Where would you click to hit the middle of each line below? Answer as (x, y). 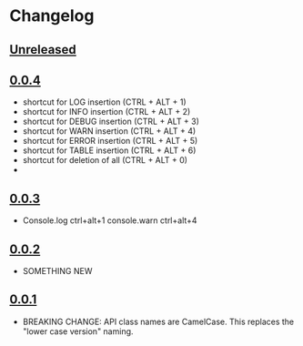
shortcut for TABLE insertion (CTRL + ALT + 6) (109, 150)
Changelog (52, 16)
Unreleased (43, 50)
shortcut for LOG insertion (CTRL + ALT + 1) (104, 102)
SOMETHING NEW (57, 271)
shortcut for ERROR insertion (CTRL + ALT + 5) (110, 141)
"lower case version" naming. (78, 331)
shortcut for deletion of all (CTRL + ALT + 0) (105, 160)
